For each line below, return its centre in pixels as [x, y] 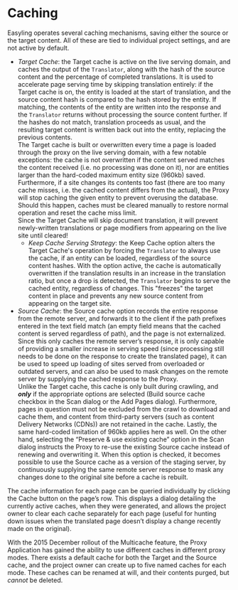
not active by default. [38, 48]
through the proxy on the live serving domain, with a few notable [112, 152]
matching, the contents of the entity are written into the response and [119, 107]
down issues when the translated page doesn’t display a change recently [114, 521]
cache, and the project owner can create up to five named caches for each [117, 565]
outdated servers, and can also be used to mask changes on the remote [123, 371]
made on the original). [40, 528]
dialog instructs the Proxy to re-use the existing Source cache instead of [124, 446]
